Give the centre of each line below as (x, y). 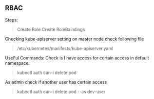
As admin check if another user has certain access (56, 82)
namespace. (18, 63)
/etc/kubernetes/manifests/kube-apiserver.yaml (65, 48)
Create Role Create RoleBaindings (51, 29)
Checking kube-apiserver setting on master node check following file (75, 39)
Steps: (11, 20)
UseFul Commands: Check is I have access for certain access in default (77, 58)
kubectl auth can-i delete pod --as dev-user (61, 91)
